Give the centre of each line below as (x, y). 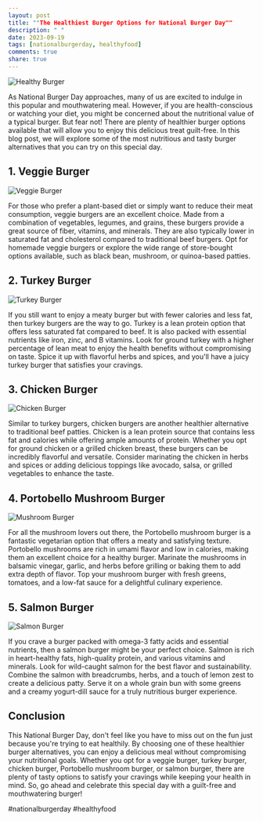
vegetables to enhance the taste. (61, 474)
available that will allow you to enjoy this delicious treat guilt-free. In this (124, 130)
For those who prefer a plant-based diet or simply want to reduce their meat (131, 206)
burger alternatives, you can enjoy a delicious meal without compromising (127, 752)
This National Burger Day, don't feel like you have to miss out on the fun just (130, 735)
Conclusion (37, 716)
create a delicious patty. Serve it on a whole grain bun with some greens (124, 683)
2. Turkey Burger (50, 281)
